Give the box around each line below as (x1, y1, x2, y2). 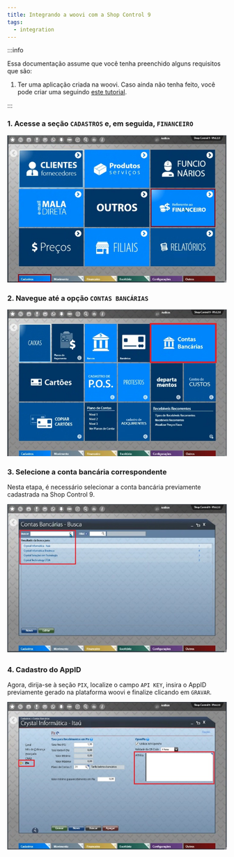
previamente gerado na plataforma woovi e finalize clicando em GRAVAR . (7, 688, 212, 696)
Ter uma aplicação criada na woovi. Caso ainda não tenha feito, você (17, 80, 216, 89)
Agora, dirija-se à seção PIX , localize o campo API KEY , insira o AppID (7, 681, 207, 689)
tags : (7, 18, 23, 26)
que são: (7, 67, 33, 75)
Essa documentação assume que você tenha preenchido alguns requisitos (7, 59, 221, 68)
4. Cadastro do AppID (7, 664, 81, 674)
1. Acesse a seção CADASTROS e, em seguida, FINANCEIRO (7, 119, 194, 129)
